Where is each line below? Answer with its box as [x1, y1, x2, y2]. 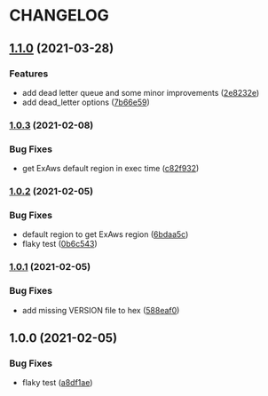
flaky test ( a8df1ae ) [21, 377, 93, 388]
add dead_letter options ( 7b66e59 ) [21, 97, 151, 107]
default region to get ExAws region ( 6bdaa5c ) [21, 229, 189, 240]
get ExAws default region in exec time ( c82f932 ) [21, 163, 200, 174]
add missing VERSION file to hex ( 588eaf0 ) [21, 305, 180, 315]
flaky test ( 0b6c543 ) [21, 239, 98, 249]
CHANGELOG [9, 5, 109, 26]
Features [9, 67, 49, 80]
